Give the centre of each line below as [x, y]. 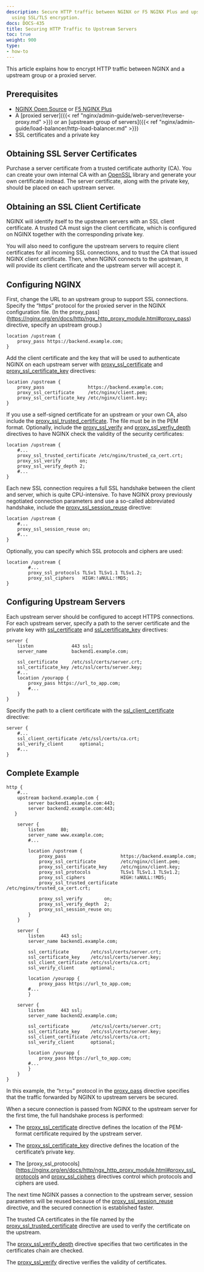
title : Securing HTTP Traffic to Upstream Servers [72, 29]
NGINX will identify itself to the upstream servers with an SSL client [90, 222]
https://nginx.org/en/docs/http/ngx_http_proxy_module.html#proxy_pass [99, 318]
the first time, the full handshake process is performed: [75, 1115]
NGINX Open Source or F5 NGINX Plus [63, 109]
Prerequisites [32, 94]
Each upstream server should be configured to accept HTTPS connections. [100, 616]
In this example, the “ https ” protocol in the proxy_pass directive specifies [98, 1090]
